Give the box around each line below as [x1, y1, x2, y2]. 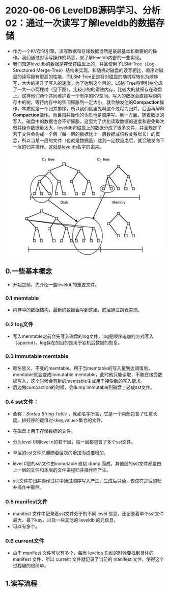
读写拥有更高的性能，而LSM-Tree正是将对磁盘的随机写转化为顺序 [21, 73, 159, 80]
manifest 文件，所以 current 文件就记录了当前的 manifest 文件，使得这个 [12, 556, 164, 562]
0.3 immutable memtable [5, 353, 69, 360]
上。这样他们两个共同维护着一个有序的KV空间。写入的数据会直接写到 [12, 92, 157, 98]
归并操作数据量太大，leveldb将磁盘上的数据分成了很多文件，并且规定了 [12, 125, 162, 131]
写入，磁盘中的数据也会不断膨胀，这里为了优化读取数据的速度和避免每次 [12, 118, 164, 124]
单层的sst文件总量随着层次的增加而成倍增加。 [12, 450, 108, 456]
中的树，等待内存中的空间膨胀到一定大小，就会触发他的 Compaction [17, 99, 160, 105]
